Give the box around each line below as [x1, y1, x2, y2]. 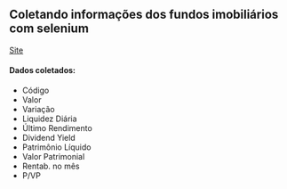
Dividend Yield [21, 133, 76, 144]
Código [21, 85, 50, 96]
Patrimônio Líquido [21, 142, 92, 152]
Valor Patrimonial [21, 152, 85, 162]
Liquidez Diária [21, 113, 77, 124]
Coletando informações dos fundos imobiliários [9, 7, 279, 22]
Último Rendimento [21, 123, 93, 134]
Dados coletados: [9, 65, 76, 76]
